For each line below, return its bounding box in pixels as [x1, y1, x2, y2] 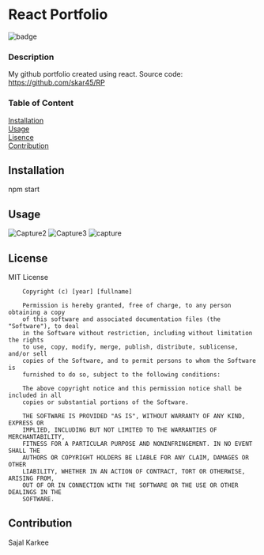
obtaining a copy [8, 308, 66, 316]
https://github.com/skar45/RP [8, 77, 105, 88]
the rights [8, 336, 44, 344]
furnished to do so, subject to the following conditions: [22, 370, 221, 379]
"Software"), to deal [8, 322, 80, 330]
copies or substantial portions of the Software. [22, 398, 190, 406]
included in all [8, 391, 62, 399]
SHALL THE [8, 447, 41, 455]
